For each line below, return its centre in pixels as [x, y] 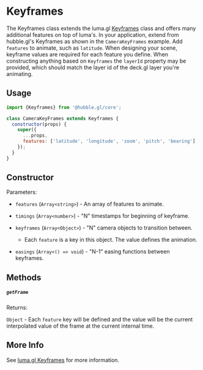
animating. [20, 74]
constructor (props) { [39, 124]
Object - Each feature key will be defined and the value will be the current [100, 319]
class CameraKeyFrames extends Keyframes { [63, 118]
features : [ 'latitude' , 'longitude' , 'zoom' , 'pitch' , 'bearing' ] [109, 141]
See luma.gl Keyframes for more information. [63, 360]
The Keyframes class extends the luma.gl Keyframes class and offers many [101, 28]
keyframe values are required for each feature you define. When [87, 54]
